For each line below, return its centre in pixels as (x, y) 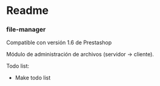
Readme (28, 11)
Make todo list (33, 78)
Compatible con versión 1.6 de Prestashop (59, 42)
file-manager (26, 30)
